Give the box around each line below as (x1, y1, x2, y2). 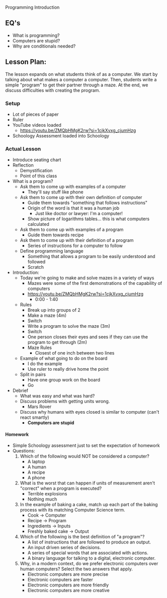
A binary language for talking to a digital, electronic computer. (27, 555, 156, 561)
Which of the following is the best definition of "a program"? (20, 534, 145, 540)
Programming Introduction (5, 5, 60, 10)
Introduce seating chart (12, 157, 61, 163)
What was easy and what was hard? (20, 393, 95, 399)
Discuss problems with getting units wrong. (20, 398, 110, 405)
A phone (27, 475, 45, 481)
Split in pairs (20, 371, 46, 378)
